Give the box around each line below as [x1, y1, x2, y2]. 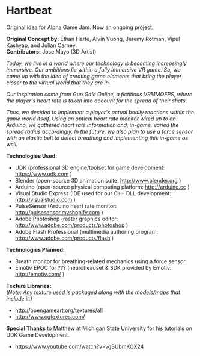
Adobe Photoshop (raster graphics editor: [14, 215, 118, 222]
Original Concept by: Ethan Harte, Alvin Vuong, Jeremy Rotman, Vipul [6, 35, 180, 42]
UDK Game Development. [6, 331, 70, 338]
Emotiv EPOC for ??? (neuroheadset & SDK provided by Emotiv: [14, 264, 172, 271]
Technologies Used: [6, 152, 58, 160]
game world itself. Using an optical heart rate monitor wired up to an [6, 115, 176, 122]
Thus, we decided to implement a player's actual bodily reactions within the [6, 108, 194, 116]
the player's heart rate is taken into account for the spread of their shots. [6, 97, 187, 104]
